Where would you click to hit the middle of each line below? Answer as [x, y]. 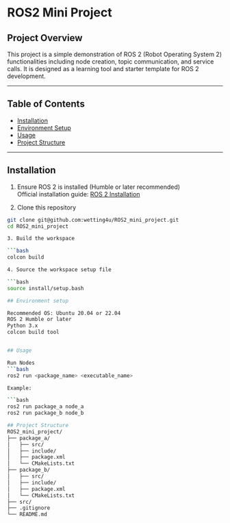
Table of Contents [46, 104]
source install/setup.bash [46, 288]
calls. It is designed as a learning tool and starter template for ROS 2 [103, 69]
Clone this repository [47, 207]
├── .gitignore [29, 508]
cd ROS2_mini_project [38, 226]
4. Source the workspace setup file [59, 270]
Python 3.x [23, 326]
